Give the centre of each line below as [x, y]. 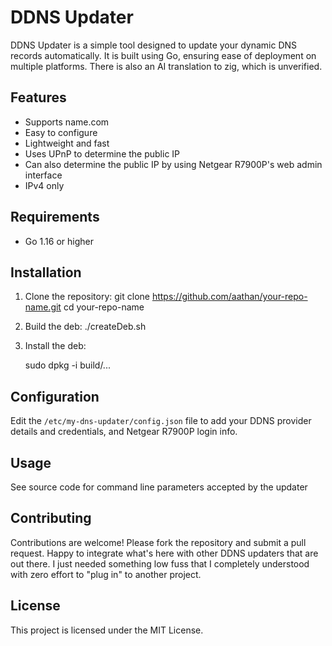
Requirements [55, 217]
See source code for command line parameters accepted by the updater [159, 487]
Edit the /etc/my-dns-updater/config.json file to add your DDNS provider [161, 421]
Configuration [55, 396]
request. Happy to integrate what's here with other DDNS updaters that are [164, 553]
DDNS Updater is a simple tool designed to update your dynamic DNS [154, 45]
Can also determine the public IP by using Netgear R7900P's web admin [173, 164]
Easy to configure [61, 132]
